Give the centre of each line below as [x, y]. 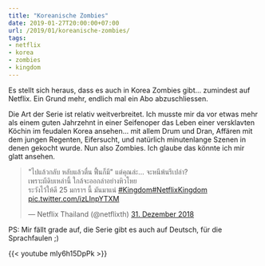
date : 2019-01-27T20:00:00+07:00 [64, 23]
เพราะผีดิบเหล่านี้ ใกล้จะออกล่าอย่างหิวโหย [82, 181]
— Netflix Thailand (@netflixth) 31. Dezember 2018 [111, 214]
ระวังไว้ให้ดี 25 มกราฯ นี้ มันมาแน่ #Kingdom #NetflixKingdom [117, 190]
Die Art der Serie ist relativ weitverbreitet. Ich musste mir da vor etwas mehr [133, 114]
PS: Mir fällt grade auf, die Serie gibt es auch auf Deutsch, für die [115, 229]
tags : [17, 38]
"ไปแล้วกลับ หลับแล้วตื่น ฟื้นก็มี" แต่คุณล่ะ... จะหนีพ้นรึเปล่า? [108, 171]
